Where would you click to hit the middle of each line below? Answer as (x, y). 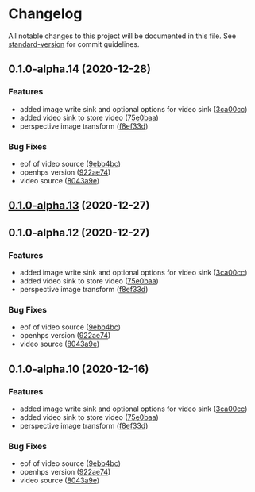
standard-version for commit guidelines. (74, 44)
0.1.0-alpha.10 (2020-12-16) (79, 369)
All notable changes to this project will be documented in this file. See (122, 36)
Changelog (45, 14)
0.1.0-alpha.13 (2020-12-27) (79, 206)
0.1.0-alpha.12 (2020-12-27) (79, 232)
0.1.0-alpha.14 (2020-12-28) (79, 69)
